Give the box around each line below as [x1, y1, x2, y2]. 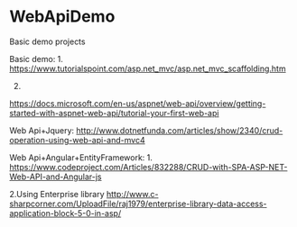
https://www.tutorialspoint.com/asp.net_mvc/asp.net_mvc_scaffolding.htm [9, 63, 286, 74]
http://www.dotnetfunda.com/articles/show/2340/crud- [76, 124, 283, 136]
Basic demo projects [9, 36, 86, 47]
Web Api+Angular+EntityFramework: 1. [9, 151, 153, 163]
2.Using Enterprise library [9, 188, 106, 199]
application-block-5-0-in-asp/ [9, 207, 122, 218]
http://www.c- [107, 188, 159, 199]
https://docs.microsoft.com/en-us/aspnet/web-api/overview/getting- [9, 97, 266, 109]
